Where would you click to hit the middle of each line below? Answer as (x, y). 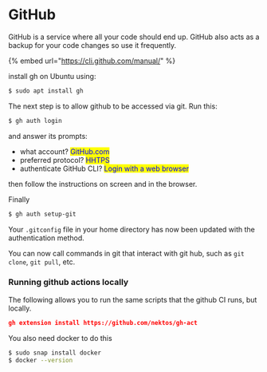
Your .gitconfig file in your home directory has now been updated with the (132, 229)
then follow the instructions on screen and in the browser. (103, 184)
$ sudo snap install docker (55, 353)
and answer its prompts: (48, 136)
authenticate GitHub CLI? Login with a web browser (104, 168)
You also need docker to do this (61, 338)
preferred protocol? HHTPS (65, 160)
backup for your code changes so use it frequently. (92, 45)
